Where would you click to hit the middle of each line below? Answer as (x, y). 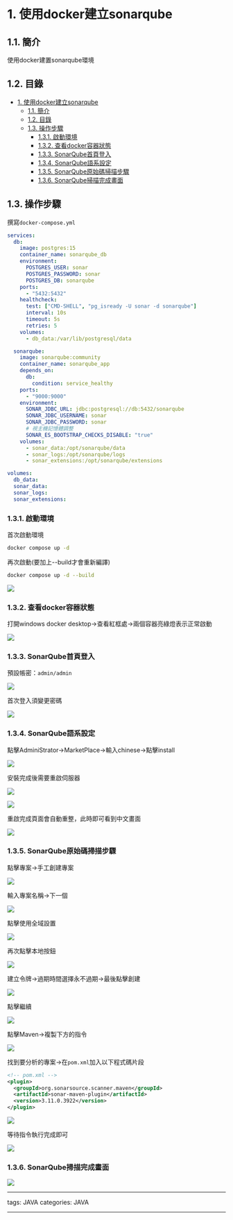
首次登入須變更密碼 (35, 701)
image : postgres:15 (48, 248)
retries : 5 (41, 326)
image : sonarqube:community (60, 358)
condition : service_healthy (72, 383)
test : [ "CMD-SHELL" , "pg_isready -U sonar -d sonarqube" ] (111, 306)
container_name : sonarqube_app (65, 364)
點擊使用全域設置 (32, 923)
